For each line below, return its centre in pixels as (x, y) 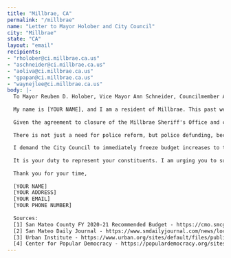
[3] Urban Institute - (46, 237)
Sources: (26, 218)
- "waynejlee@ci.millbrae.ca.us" (55, 84)
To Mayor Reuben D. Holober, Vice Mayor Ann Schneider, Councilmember (117, 97)
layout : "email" (30, 45)
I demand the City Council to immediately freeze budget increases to (117, 148)
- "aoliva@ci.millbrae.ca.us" (51, 71)
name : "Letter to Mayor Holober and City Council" (81, 26)
